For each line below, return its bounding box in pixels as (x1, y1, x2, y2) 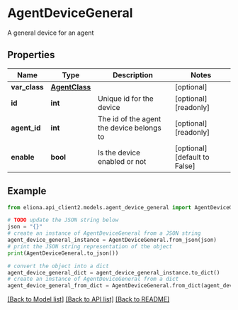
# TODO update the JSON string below (7, 216, 119, 224)
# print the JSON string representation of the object (7, 243, 173, 250)
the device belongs (98, 123, 161, 133)
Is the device (98, 148, 140, 157)
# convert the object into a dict (7, 262, 110, 270)
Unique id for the (98, 94, 154, 104)
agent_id (11, 123, 41, 133)
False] (174, 161, 196, 171)
